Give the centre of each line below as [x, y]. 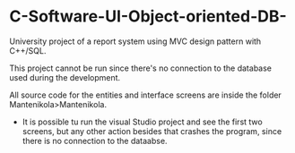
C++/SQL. [28, 50]
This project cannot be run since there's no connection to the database [140, 68]
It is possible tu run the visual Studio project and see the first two [142, 122]
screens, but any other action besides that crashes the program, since [152, 131]
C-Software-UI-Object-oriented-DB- [148, 17]
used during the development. [65, 77]
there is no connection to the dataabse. [95, 140]
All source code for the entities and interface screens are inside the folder [146, 95]
